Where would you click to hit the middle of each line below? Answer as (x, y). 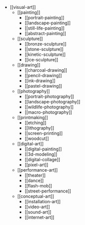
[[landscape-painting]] (47, 23)
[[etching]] (35, 123)
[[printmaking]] (33, 117)
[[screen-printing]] (43, 133)
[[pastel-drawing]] (43, 86)
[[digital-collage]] (42, 159)
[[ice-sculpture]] (41, 60)
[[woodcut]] (37, 138)
